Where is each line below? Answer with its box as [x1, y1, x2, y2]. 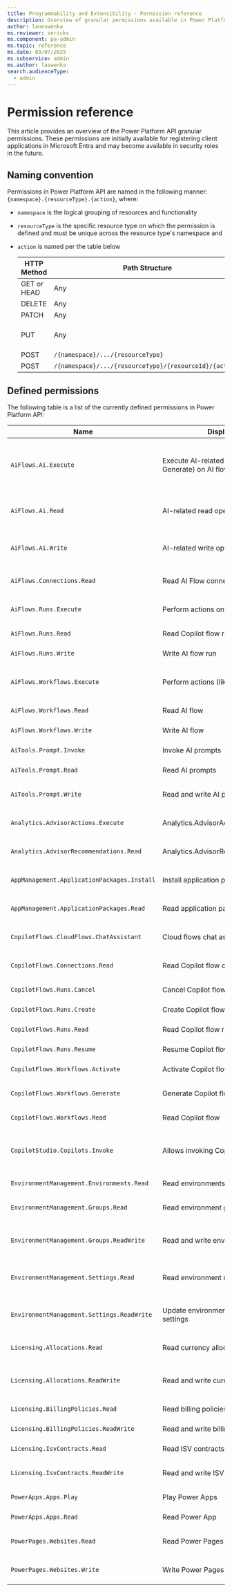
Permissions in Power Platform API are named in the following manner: [7, 187, 208, 196]
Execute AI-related [162, 456, 224, 465]
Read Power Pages [162, 1536, 224, 1546]
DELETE [20, 299, 47, 308]
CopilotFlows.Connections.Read [10, 961, 114, 969]
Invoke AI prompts [162, 745, 222, 755]
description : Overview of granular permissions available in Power [7, 17, 206, 24]
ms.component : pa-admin [7, 36, 76, 43]
